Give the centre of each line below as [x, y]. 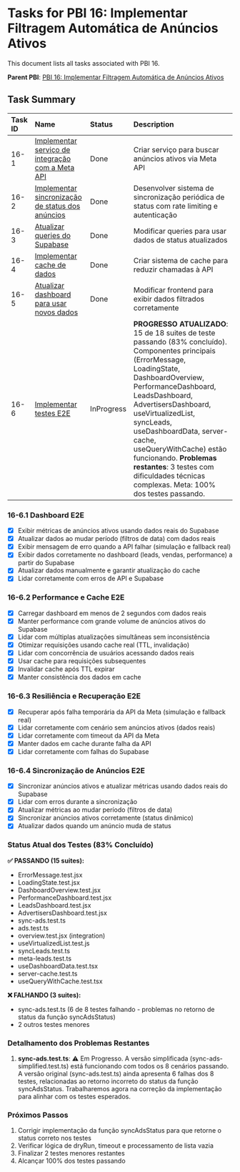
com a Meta [55, 167]
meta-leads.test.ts [45, 958]
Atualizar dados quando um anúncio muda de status [94, 826]
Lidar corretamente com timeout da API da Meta [89, 735]
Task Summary [42, 100]
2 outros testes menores [54, 1024]
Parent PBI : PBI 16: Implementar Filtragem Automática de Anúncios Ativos [116, 77]
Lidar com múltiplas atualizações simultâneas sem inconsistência [114, 637]
